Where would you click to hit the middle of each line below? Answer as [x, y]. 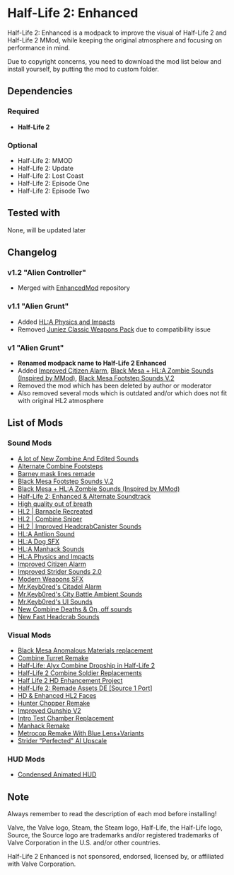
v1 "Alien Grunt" [36, 347]
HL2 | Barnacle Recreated [55, 511]
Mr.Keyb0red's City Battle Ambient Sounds [80, 594]
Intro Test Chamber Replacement [66, 718]
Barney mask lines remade [56, 473]
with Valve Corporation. [42, 864]
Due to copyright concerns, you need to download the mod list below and [114, 61]
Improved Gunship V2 [49, 711]
